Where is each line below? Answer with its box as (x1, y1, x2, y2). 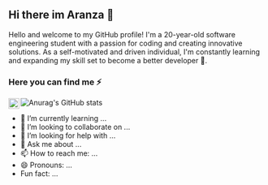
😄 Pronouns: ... (19, 160, 73, 170)
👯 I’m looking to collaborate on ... (19, 123, 131, 132)
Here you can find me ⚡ (8, 76, 102, 88)
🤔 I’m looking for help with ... (19, 131, 116, 140)
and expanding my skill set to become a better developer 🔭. (8, 55, 208, 65)
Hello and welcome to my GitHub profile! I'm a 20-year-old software (8, 29, 236, 39)
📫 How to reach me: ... (19, 148, 98, 158)
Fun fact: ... (19, 169, 58, 179)
